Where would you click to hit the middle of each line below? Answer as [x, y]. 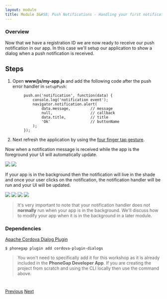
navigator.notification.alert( [65, 104]
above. [24, 273]
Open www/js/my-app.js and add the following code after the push [82, 81]
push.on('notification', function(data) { [68, 95]
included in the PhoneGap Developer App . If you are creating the [84, 263]
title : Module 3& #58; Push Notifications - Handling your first [73, 14]
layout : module [21, 10]
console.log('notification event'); [70, 100]
